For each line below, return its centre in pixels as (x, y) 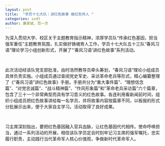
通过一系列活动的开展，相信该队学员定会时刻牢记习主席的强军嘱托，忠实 (87, 133)
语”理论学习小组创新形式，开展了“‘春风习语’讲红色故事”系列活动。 (71, 50)
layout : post (18, 10)
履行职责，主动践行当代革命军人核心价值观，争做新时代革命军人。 (72, 139)
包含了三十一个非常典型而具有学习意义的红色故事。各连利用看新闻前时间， (80, 95)
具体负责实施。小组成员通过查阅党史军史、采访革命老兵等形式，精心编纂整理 (82, 76)
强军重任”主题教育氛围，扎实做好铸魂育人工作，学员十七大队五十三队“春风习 (82, 44)
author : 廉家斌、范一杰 (27, 23)
